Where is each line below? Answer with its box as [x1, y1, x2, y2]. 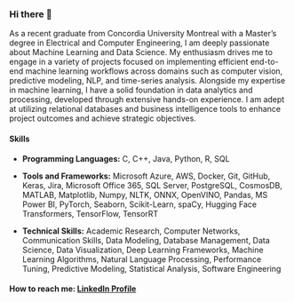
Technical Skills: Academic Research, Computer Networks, [21, 226, 241, 236]
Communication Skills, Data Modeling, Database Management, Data [21, 234, 271, 245]
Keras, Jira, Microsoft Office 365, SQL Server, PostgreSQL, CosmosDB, [21, 179, 282, 190]
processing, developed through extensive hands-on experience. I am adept [9, 94, 285, 105]
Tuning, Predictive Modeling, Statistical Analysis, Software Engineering [21, 263, 282, 274]
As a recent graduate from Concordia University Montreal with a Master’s [9, 28, 277, 39]
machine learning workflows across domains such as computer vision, [25, 66, 283, 76]
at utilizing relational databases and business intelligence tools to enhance [9, 104, 282, 115]
